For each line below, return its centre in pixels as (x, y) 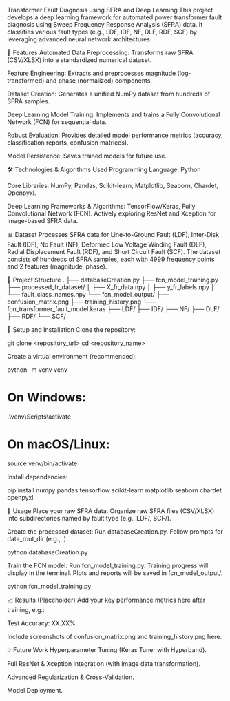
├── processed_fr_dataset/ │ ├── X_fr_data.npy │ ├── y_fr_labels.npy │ (111, 287)
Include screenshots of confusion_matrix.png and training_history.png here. (115, 636)
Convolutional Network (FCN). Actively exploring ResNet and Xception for (112, 213)
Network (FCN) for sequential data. (57, 122)
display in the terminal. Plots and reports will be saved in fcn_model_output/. (115, 573)
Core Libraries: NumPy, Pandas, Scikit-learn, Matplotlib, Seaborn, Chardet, (113, 186)
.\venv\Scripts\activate (39, 417)
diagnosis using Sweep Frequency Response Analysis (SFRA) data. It (105, 24)
